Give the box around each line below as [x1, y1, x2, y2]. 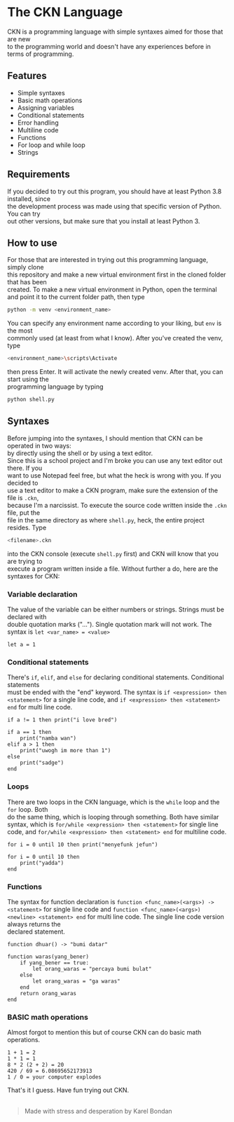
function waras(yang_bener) [7, 953, 90, 960]
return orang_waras [20, 990, 77, 997]
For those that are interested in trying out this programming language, [7, 256, 209, 264]
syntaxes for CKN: [7, 572, 60, 580]
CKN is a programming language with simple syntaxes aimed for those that [7, 27, 223, 36]
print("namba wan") [20, 735, 77, 742]
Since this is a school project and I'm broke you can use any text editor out [7, 456, 223, 464]
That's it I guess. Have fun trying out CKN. [7, 1086, 130, 1095]
